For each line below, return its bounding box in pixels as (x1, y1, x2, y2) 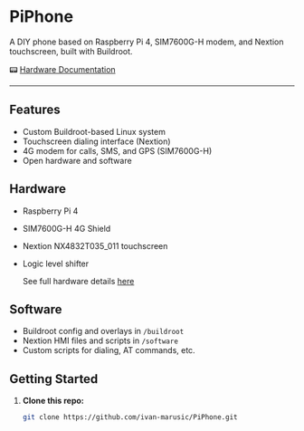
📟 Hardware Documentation (9, 63, 116, 74)
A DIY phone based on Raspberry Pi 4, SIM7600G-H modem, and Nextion (9, 36, 284, 47)
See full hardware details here (22, 275, 135, 286)
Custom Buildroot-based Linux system (22, 126, 166, 137)
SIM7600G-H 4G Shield (22, 223, 111, 234)
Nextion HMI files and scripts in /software (22, 335, 179, 346)
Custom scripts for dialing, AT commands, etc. (22, 345, 196, 356)
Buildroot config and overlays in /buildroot (22, 326, 185, 337)
